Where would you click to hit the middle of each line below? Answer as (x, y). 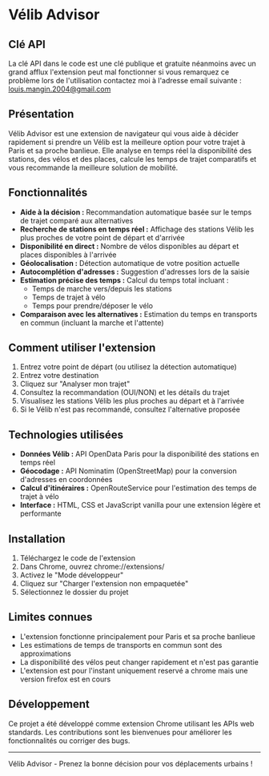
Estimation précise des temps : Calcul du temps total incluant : (124, 280)
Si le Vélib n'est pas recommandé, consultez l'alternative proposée (130, 409)
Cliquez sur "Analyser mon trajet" (75, 384)
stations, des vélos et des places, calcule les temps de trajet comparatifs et (132, 159)
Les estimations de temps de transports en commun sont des (121, 645)
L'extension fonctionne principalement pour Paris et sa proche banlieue (138, 636)
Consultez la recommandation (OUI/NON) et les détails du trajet (124, 392)
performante (40, 513)
